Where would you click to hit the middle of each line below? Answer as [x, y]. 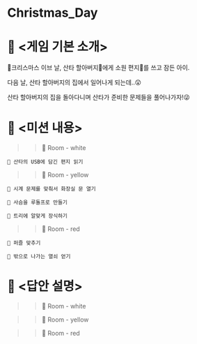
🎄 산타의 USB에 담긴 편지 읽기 [45, 162]
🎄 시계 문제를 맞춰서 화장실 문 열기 [52, 189]
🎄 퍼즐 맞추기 [24, 243]
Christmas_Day [53, 13]
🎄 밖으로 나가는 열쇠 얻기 [39, 257]
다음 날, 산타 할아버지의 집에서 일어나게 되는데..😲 [74, 82]
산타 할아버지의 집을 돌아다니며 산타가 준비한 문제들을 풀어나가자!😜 [98, 97]
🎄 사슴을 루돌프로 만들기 [38, 203]
